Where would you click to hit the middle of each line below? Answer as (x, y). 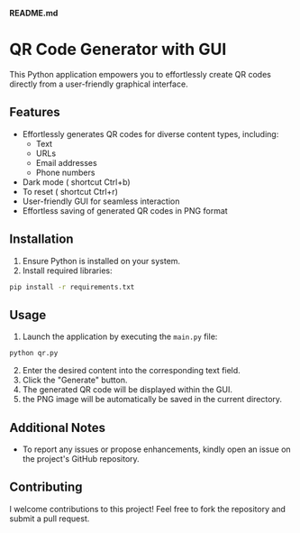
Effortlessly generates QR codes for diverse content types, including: (150, 133)
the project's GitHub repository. (81, 458)
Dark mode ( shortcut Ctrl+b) (76, 182)
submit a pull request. (50, 519)
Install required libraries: (67, 271)
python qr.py (34, 354)
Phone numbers (65, 172)
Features (35, 112)
